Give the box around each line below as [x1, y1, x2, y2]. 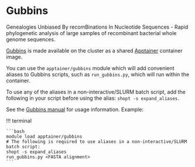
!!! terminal [6, 117, 32, 124]
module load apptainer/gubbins [6, 133, 83, 140]
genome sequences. [6, 36, 56, 43]
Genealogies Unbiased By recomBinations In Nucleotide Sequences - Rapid [6, 23, 189, 30]
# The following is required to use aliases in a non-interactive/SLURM [6, 138, 187, 144]
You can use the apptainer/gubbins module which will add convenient [6, 64, 175, 71]
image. [6, 53, 23, 60]
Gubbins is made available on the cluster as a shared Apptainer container [6, 47, 183, 54]
